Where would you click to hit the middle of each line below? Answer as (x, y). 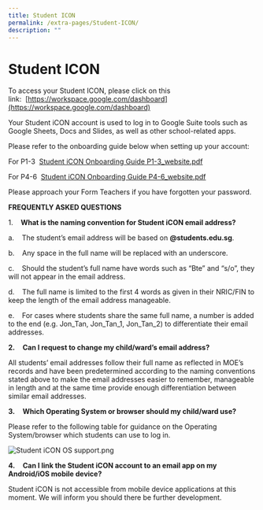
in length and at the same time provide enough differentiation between (122, 388)
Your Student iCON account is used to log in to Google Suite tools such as (128, 123)
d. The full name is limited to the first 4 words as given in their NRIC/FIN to (131, 292)
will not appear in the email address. (67, 277)
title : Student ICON (42, 15)
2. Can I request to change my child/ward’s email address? (109, 348)
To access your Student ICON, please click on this (89, 91)
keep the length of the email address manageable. (89, 301)
